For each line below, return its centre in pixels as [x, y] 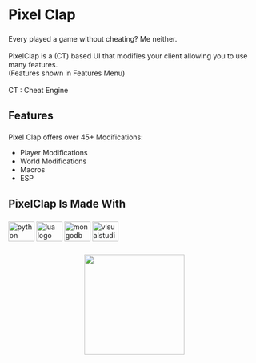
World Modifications [53, 161]
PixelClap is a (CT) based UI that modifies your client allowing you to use [128, 56]
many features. [33, 65]
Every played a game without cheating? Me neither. [93, 39]
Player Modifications [54, 153]
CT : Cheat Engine [38, 91]
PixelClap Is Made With [67, 203]
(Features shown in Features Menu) [67, 73]
